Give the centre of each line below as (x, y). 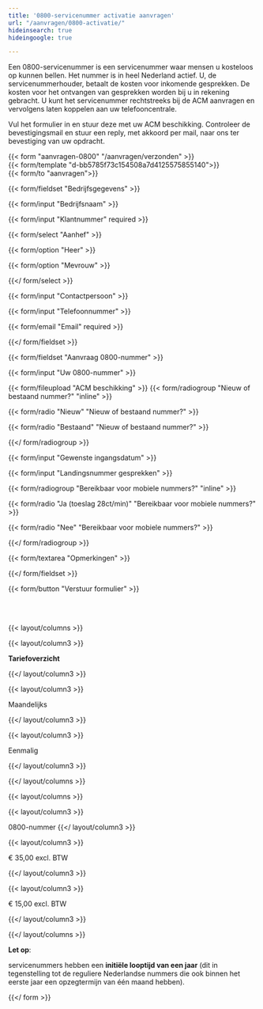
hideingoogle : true (40, 38)
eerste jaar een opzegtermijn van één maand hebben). (97, 982)
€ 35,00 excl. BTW (38, 858)
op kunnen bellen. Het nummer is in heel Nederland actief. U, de (113, 75)
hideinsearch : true (40, 30)
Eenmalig (23, 751)
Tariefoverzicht (34, 658)
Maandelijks (28, 704)
